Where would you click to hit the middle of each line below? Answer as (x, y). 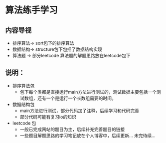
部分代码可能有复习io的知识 (48, 117)
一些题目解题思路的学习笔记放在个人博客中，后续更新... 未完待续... (87, 136)
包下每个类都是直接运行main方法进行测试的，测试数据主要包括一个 (88, 92)
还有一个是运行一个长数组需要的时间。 (77, 98)
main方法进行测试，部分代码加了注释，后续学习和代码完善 (80, 111)
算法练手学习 (32, 10)
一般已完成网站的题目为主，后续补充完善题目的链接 (72, 129)
